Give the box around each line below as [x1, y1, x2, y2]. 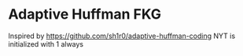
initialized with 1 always [8, 39, 84, 48]
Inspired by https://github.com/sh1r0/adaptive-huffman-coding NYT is [8, 31, 236, 40]
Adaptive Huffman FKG [8, 5, 162, 23]
